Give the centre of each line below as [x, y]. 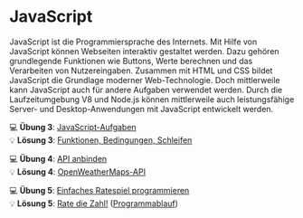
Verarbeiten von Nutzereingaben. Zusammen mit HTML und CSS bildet [141, 71]
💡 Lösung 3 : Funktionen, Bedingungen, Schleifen [101, 140]
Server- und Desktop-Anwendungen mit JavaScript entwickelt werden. [142, 109]
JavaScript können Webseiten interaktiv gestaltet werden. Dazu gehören [144, 51]
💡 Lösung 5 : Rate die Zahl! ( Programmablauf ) [94, 203]
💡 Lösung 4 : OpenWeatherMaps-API [78, 171]
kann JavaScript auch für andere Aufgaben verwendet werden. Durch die [146, 90]
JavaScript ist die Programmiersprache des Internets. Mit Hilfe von [133, 42]
